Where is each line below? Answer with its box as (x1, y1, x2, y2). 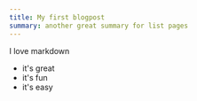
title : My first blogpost (9, 12, 105, 22)
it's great (21, 63, 55, 74)
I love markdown (9, 45, 70, 56)
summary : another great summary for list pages (9, 21, 189, 30)
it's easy (21, 82, 53, 92)
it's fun (21, 72, 49, 82)
